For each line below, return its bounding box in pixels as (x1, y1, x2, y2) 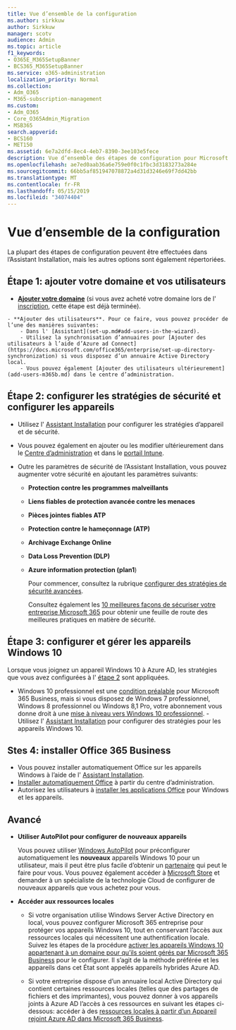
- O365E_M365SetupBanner (7, 56, 80, 63)
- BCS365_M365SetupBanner (7, 63, 83, 70)
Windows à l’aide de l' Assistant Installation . (17, 770, 144, 780)
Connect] (111, 340, 137, 347)
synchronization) (7, 352, 58, 360)
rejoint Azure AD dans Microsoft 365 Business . (27, 1014, 164, 1023)
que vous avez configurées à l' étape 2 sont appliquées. (7, 673, 170, 681)
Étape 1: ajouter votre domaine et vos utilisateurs (7, 276, 227, 288)
